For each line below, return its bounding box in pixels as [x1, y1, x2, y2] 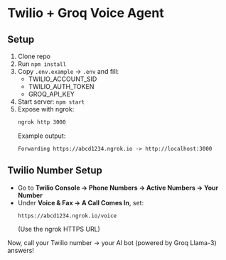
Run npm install [17, 60, 67, 68]
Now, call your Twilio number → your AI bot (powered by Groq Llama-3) [7, 238, 217, 247]
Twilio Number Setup [7, 165, 103, 177]
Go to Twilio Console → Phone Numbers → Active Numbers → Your [17, 183, 219, 192]
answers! [7, 246, 34, 254]
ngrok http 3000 [17, 119, 66, 126]
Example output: [17, 131, 66, 140]
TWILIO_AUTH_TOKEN [28, 82, 95, 90]
